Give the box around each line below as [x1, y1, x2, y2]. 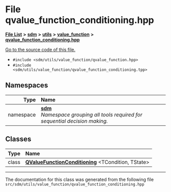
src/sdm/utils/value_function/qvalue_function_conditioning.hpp [5, 182, 145, 187]
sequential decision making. [40, 117, 108, 124]
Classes [5, 135, 32, 144]
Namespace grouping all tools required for [40, 111, 142, 118]
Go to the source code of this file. [5, 46, 76, 52]
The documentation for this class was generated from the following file [5, 176, 154, 182]
